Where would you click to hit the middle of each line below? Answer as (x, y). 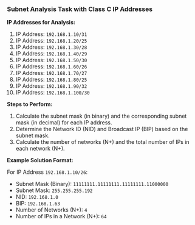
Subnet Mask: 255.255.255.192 (54, 190)
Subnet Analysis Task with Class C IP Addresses (80, 9)
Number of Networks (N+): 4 (51, 210)
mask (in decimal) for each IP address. (64, 123)
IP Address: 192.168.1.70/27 (51, 73)
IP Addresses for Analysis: (41, 23)
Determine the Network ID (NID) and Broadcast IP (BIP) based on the (102, 129)
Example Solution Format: (40, 160)
